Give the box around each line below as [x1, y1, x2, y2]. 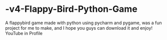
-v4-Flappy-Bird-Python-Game [5, 3, 138, 15]
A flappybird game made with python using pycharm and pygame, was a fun [5, 20, 162, 26]
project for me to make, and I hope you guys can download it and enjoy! [5, 25, 153, 31]
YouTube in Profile [5, 30, 43, 36]
